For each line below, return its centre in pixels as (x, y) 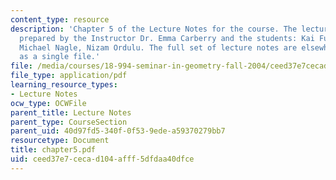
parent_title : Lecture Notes (71, 112)
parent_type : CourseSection (69, 122)
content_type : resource (60, 19)
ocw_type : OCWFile (48, 103)
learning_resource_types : (64, 85)
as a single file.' (60, 57)
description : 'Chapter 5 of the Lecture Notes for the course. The (154, 29)
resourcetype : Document (60, 141)
